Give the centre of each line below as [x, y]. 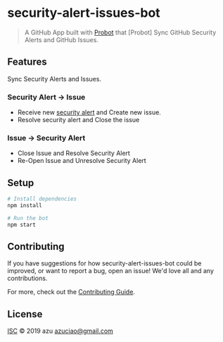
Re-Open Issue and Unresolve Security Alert [82, 161]
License [25, 314]
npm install [25, 206]
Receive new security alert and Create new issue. [89, 112]
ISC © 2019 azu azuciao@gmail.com [60, 331]
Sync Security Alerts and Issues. [55, 79]
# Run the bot [28, 218]
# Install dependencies [42, 199]
